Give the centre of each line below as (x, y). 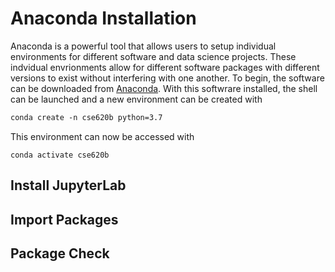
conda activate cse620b (60, 155)
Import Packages (64, 219)
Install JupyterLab (68, 185)
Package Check (60, 253)
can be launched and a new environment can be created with (136, 99)
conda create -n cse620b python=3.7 (86, 117)
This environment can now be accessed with (102, 136)
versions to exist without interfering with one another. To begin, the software (167, 78)
